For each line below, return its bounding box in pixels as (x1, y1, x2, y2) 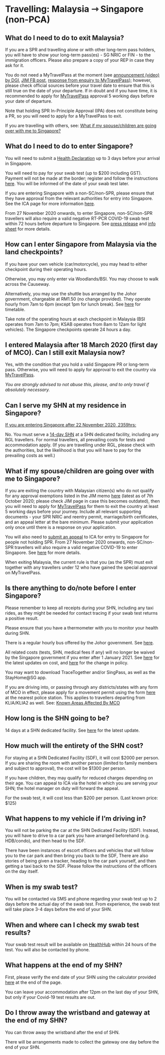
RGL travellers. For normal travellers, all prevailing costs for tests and (5, 437, 145, 443)
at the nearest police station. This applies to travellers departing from (5, 695, 145, 701)
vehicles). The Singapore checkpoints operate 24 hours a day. (5, 326, 132, 332)
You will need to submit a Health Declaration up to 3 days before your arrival (5, 155, 160, 161)
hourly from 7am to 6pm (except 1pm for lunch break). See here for (5, 301, 141, 307)
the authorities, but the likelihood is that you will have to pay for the (5, 447, 141, 453)
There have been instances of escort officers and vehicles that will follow (5, 848, 154, 854)
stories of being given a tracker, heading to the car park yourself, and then (5, 858, 156, 864)
